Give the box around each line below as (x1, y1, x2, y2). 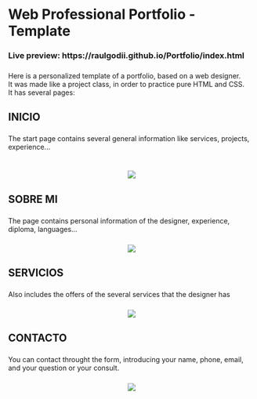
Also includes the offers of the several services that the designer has (8, 289, 230, 299)
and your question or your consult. (8, 363, 120, 373)
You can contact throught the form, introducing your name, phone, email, (8, 355, 244, 365)
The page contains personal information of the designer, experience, (8, 216, 230, 225)
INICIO (8, 111, 41, 124)
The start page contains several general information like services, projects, (8, 134, 250, 143)
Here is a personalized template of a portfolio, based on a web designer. (8, 71, 241, 81)
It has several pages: (8, 88, 76, 97)
